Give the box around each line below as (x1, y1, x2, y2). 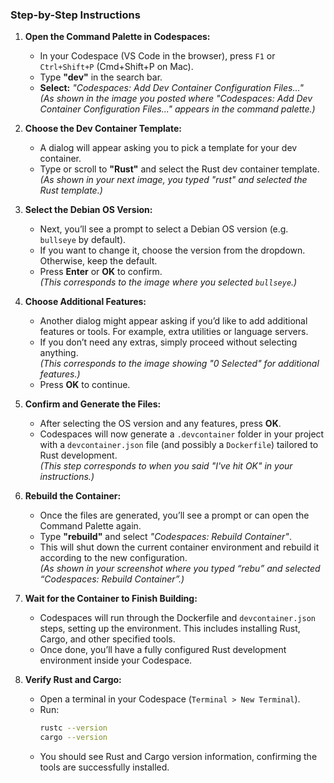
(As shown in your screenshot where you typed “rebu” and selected (39, 563, 321, 575)
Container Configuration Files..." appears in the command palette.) (39, 103, 316, 115)
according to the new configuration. (39, 552, 188, 564)
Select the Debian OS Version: (24, 204, 153, 216)
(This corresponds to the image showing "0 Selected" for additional (39, 358, 320, 370)
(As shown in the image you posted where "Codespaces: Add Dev (39, 93, 313, 105)
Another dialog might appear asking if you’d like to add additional (39, 315, 308, 327)
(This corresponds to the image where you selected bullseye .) (39, 276, 298, 288)
